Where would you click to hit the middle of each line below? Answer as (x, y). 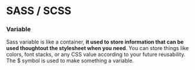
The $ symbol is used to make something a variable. (70, 61)
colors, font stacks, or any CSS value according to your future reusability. (96, 55)
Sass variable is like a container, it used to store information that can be (95, 42)
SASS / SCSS (39, 11)
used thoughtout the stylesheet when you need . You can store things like (97, 48)
